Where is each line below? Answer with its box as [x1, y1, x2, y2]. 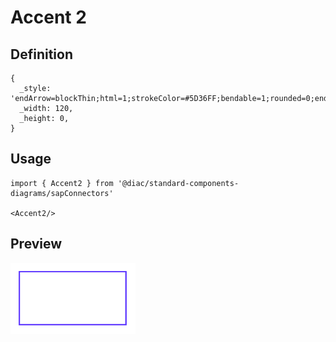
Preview [10, 236, 63, 253]
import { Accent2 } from [10, 178, 114, 188]
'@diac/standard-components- [117, 178, 240, 188]
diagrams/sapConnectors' [10, 188, 114, 198]
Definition [10, 46, 73, 63]
